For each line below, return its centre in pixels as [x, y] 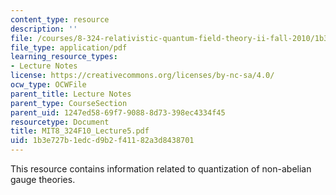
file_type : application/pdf [69, 47]
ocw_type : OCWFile [48, 85]
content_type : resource [60, 19]
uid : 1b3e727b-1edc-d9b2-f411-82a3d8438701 [102, 141]
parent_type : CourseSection [69, 103]
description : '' [44, 29]
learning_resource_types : [64, 57]
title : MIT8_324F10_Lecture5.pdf [80, 131]
